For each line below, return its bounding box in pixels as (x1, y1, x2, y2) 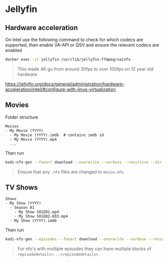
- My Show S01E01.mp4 (14, 209, 59, 214)
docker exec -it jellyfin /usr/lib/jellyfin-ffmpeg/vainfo (5, 57, 131, 62)
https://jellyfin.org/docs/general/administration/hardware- (5, 81, 125, 87)
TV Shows (5, 183, 38, 191)
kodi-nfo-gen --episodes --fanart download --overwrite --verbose (5, 236, 146, 242)
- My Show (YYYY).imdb (9, 218, 57, 223)
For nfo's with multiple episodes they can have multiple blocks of (17, 246, 151, 252)
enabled (5, 47, 22, 53)
